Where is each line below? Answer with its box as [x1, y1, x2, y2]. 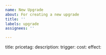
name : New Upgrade [5, 7, 43, 12]
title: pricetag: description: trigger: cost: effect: [5, 44, 101, 50]
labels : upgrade [5, 21, 39, 26]
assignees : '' [5, 26, 35, 31]
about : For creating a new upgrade [5, 12, 79, 17]
